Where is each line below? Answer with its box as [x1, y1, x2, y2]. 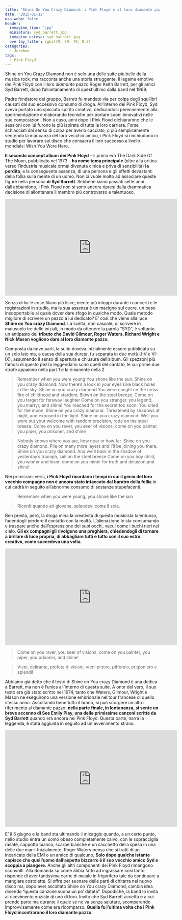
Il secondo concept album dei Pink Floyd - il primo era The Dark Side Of [5, 153, 152, 159]
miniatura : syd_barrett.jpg [9, 30, 67, 35]
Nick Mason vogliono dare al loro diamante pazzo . [5, 336, 109, 342]
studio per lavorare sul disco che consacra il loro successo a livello [5, 138, 141, 144]
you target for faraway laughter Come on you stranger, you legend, [17, 397, 153, 403]
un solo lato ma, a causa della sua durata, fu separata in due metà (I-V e [5, 351, 151, 357]
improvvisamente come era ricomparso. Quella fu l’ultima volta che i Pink [5, 904, 155, 910]
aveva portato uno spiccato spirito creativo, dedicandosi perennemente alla [5, 107, 158, 113]
